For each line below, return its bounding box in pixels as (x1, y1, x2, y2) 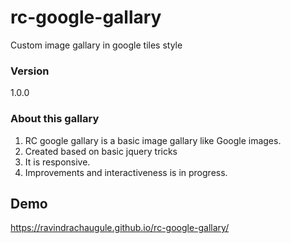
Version (10, 64, 50, 78)
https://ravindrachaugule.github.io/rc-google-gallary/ (10, 222, 230, 234)
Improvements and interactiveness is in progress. (24, 166, 228, 178)
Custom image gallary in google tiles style (10, 39, 183, 51)
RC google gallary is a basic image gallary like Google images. (24, 134, 282, 146)
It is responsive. (24, 156, 91, 168)
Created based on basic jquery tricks (24, 145, 178, 157)
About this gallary (10, 112, 100, 126)
